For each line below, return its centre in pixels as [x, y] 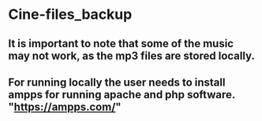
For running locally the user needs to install [117, 82]
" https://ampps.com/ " [65, 106]
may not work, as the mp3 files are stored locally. [131, 55]
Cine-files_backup [70, 15]
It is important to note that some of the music [121, 44]
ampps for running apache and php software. [122, 95]
